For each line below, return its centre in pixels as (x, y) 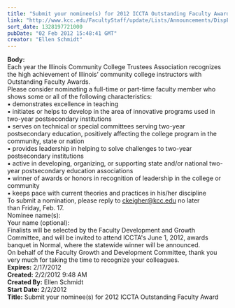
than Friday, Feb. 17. (36, 208)
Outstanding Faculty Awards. (49, 82)
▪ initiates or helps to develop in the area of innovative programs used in (111, 112)
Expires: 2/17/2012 (34, 267)
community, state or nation (46, 141)
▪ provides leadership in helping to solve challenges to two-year (100, 149)
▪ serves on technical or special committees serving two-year (96, 126)
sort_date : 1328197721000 (45, 27)
